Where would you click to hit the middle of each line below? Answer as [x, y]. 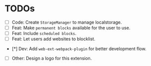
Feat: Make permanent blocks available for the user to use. [71, 28]
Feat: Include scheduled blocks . [44, 33]
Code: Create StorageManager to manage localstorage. [67, 22]
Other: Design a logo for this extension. [52, 58]
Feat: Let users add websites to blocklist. [53, 39]
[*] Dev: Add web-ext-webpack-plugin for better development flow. [79, 49]
